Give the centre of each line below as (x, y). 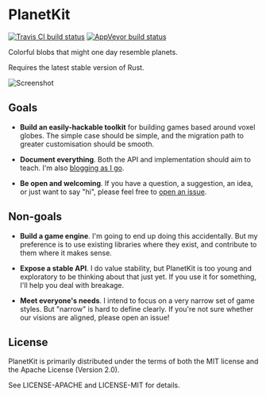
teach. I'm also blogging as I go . (72, 168)
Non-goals (35, 217)
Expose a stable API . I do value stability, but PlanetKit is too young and (136, 268)
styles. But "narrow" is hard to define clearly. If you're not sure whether (137, 309)
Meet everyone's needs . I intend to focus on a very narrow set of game (137, 301)
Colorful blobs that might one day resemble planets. (93, 52)
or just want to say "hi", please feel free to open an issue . (113, 192)
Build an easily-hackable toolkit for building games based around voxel (137, 127)
